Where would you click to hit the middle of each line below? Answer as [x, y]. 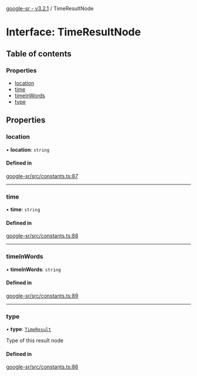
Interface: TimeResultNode [74, 32]
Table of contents [39, 54]
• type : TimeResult [29, 329]
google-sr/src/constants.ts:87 [42, 176]
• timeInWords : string [34, 269]
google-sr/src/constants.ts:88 [42, 236]
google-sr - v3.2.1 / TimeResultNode [50, 8]
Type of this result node [35, 341]
